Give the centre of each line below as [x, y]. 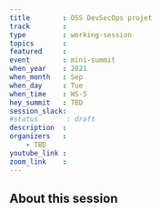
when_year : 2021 [49, 69]
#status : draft [52, 119]
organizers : [38, 136]
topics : [38, 43]
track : [38, 26]
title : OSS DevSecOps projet [81, 18]
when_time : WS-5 [49, 94]
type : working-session [70, 35]
